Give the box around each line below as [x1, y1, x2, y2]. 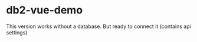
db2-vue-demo [6, 3, 83, 17]
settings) [6, 29, 28, 36]
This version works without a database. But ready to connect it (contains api [6, 23, 192, 30]
